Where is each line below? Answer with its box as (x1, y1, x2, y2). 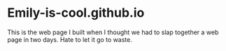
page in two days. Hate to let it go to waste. (7, 35, 133, 43)
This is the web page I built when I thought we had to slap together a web (7, 28, 219, 36)
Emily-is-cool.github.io (7, 5, 145, 21)
